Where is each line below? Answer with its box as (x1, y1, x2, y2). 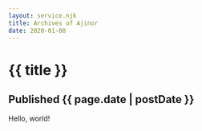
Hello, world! (8, 113, 50, 124)
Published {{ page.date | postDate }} (8, 93, 195, 106)
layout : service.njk (8, 11, 78, 20)
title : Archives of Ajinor (8, 19, 99, 27)
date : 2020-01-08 (8, 26, 67, 34)
